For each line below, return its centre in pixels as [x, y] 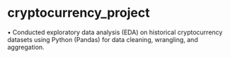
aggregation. [26, 47]
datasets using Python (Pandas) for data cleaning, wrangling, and [103, 39]
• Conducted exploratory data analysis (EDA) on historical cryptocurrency [115, 32]
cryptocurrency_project [79, 13]
